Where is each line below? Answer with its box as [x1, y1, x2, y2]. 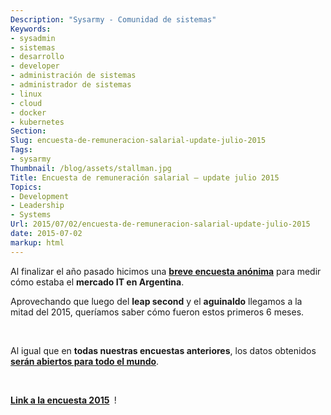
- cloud [10, 98, 43, 108]
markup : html [10, 237, 65, 248]
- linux [10, 89, 43, 99]
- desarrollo [10, 52, 65, 62]
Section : [10, 126, 47, 136]
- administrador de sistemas [10, 80, 132, 90]
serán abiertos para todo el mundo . [10, 355, 160, 367]
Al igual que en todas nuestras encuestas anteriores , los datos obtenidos [10, 344, 317, 356]
